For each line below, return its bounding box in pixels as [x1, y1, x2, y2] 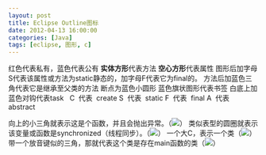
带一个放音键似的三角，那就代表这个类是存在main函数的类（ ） [8, 138, 220, 148]
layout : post [8, 11, 52, 20]
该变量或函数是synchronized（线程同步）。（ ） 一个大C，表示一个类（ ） [8, 128, 256, 138]
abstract [8, 102, 36, 112]
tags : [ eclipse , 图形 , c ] [8, 41, 92, 49]
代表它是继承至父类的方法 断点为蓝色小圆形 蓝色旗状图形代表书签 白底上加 [14, 84, 258, 93]
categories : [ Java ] [8, 33, 73, 42]
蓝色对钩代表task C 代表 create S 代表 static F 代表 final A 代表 [8, 93, 230, 103]
